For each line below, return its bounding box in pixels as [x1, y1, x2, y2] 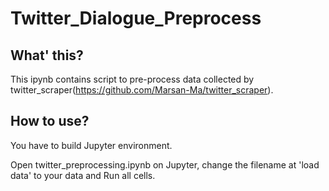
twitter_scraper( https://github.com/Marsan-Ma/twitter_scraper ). [10, 84, 274, 96]
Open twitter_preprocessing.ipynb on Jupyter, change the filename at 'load [10, 158, 320, 171]
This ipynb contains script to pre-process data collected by [10, 73, 255, 85]
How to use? [10, 113, 90, 130]
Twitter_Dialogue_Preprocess [10, 7, 262, 30]
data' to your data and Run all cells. [10, 169, 156, 181]
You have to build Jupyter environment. [10, 139, 173, 151]
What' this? [10, 47, 84, 64]
